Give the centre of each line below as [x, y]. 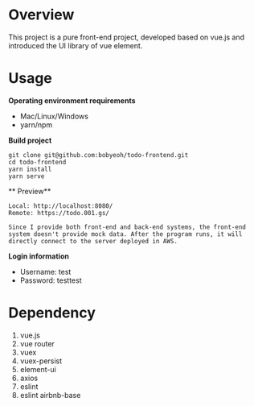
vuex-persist [41, 361]
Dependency [52, 313]
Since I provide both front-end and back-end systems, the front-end [127, 227]
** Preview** [30, 191]
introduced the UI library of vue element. [76, 45]
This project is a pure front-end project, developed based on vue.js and [127, 37]
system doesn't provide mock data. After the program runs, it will [125, 234]
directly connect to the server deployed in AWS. [93, 241]
